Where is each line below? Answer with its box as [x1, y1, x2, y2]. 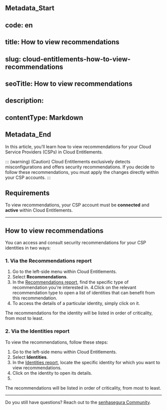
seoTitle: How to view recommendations [5, 79, 133, 88]
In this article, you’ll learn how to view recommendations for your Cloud [5, 143, 152, 149]
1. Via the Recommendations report [5, 258, 92, 265]
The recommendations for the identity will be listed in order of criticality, [5, 310, 153, 316]
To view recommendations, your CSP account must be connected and [5, 202, 150, 208]
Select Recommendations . [12, 274, 68, 280]
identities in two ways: [5, 245, 51, 251]
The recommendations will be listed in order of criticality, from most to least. [5, 385, 162, 391]
